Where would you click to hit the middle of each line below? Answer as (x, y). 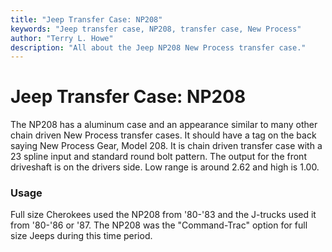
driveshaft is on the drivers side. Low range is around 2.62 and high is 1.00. (165, 167)
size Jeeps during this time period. (81, 236)
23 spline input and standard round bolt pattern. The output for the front (158, 157)
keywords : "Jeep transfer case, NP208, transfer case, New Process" (156, 29)
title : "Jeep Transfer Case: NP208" (86, 19)
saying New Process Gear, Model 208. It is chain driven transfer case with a (166, 146)
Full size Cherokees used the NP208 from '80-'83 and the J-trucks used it (163, 215)
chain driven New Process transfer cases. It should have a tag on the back (163, 135)
